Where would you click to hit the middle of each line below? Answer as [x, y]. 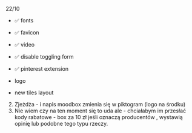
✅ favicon [27, 32]
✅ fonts [24, 20]
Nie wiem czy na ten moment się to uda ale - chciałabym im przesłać [100, 111]
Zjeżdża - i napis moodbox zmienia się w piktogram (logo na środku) [100, 104]
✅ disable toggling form [44, 57]
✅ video [24, 44]
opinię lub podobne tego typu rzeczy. [61, 124]
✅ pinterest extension [41, 69]
